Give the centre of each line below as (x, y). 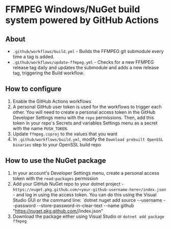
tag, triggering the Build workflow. (48, 73)
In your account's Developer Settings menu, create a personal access (86, 173)
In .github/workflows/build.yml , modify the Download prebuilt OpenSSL (88, 139)
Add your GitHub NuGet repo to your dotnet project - (68, 184)
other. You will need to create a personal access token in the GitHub (84, 112)
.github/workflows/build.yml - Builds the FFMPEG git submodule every (88, 51)
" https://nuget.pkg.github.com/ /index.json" (58, 211)
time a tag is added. (33, 57)
